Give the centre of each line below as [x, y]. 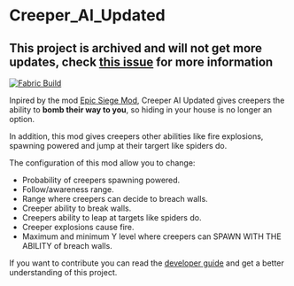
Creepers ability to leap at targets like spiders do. [112, 217]
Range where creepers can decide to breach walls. [115, 199]
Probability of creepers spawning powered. [101, 180]
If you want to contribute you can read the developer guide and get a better [147, 263]
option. [22, 119]
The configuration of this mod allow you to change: [102, 163]
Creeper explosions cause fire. [78, 227]
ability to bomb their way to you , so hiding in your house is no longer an [141, 110]
